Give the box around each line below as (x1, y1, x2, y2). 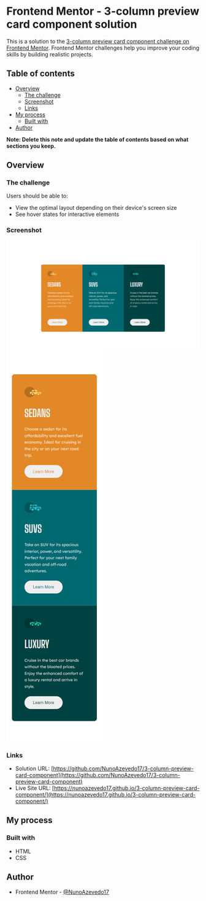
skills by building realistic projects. (6, 50, 93, 58)
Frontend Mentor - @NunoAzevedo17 (15, 888, 109, 895)
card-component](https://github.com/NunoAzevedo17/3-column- (15, 772, 181, 779)
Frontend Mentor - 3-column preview (6, 4, 200, 18)
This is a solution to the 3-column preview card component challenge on (6, 37, 190, 45)
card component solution (6, 17, 137, 31)
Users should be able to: (6, 192, 69, 200)
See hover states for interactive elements (15, 210, 120, 218)
